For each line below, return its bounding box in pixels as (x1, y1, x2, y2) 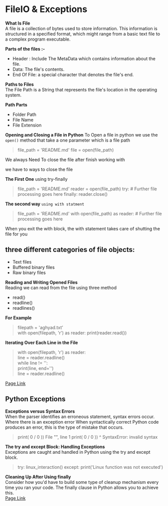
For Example (5, 315, 32, 321)
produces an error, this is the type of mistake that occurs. (5, 424, 124, 430)
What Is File (5, 20, 31, 26)
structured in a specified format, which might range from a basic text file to (5, 31, 160, 37)
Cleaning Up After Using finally (5, 473, 71, 480)
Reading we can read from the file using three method (5, 285, 117, 291)
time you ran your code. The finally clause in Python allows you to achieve (5, 484, 159, 490)
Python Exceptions (5, 395, 66, 404)
